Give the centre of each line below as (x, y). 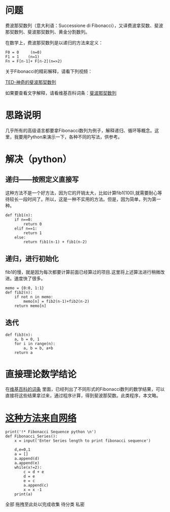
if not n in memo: (34, 297)
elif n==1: (26, 229)
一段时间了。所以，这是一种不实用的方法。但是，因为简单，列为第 (87, 199)
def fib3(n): (19, 335)
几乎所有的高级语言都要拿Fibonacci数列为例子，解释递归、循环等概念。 (80, 130)
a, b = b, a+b (38, 348)
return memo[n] (30, 306)
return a (24, 352)
